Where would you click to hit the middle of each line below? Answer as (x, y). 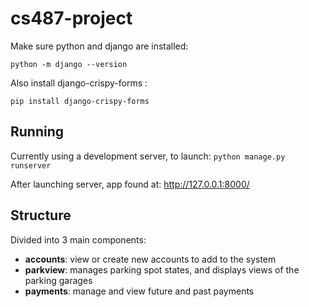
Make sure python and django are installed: (99, 46)
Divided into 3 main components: (78, 239)
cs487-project (71, 18)
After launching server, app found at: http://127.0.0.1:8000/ (130, 184)
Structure (41, 215)
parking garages (58, 280)
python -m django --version (69, 64)
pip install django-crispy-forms (80, 101)
